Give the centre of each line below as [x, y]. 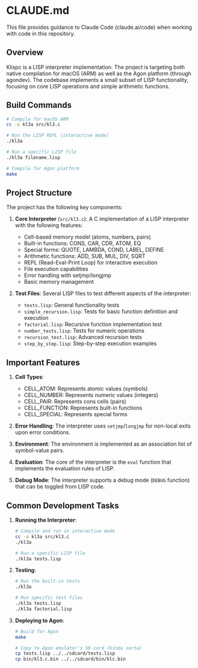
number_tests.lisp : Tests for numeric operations [84, 331]
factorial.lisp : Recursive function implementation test [93, 324]
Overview [25, 53]
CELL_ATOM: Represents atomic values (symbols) [86, 389]
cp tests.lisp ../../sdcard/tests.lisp [65, 654]
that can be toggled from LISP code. [60, 487]
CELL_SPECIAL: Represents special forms [76, 414]
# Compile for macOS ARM [37, 119]
